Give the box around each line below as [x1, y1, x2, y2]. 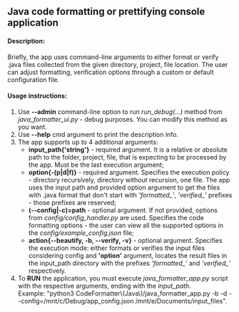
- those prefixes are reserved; [28, 198, 116, 207]
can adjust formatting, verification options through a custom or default [7, 68, 214, 76]
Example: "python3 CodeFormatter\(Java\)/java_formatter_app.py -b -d [17, 288, 228, 298]
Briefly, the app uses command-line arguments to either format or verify [7, 53, 219, 61]
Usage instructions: [7, 92, 68, 100]
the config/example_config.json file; [28, 228, 134, 237]
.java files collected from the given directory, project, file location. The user [7, 60, 228, 68]
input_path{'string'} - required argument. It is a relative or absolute [28, 145, 228, 154]
